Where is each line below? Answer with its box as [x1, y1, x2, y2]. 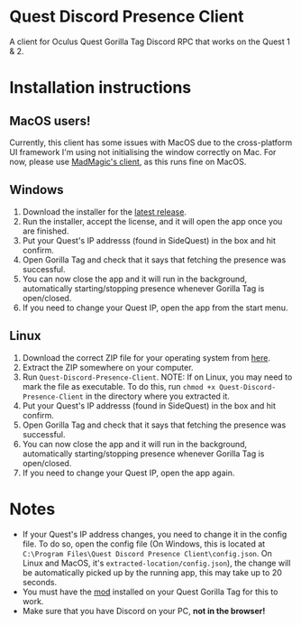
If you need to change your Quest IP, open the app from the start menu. [22, 302, 288, 313]
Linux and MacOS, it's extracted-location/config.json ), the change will [22, 557, 291, 568]
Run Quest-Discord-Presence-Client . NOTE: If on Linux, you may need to [22, 372, 293, 382]
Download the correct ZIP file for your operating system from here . [22, 352, 270, 363]
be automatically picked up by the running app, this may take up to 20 [22, 566, 282, 578]
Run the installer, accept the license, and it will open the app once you [22, 216, 283, 226]
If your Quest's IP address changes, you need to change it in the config [22, 528, 287, 539]
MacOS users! [9, 113, 91, 128]
